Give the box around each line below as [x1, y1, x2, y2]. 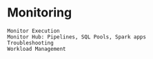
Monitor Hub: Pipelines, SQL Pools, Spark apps [7, 33, 147, 40]
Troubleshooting [7, 39, 54, 46]
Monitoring [7, 5, 72, 21]
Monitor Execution [7, 27, 60, 34]
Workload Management [7, 45, 67, 52]
